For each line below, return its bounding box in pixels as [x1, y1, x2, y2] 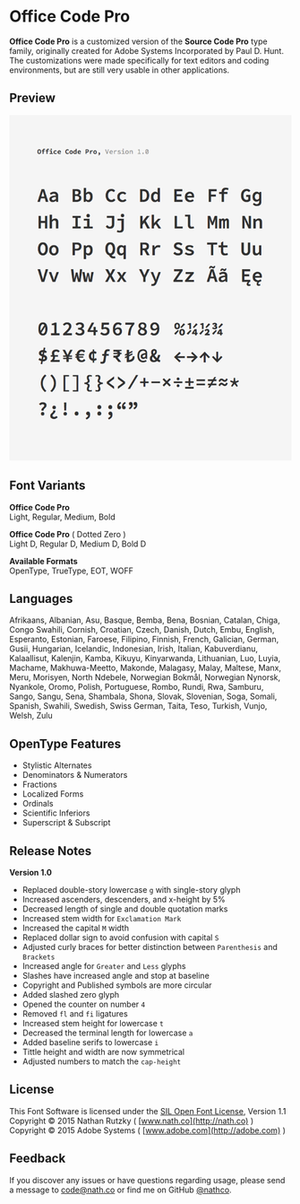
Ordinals [21, 798, 54, 809]
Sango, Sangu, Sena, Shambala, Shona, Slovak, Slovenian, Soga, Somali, [9, 691, 278, 702]
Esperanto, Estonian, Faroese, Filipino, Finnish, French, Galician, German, [9, 634, 279, 645]
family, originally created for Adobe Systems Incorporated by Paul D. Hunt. [9, 45, 285, 56]
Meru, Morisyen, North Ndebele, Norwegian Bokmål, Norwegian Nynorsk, [9, 672, 281, 683]
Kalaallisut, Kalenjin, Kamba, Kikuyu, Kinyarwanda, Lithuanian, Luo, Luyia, [9, 653, 281, 664]
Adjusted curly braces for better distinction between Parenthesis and [21, 942, 278, 952]
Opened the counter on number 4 [21, 999, 146, 1009]
